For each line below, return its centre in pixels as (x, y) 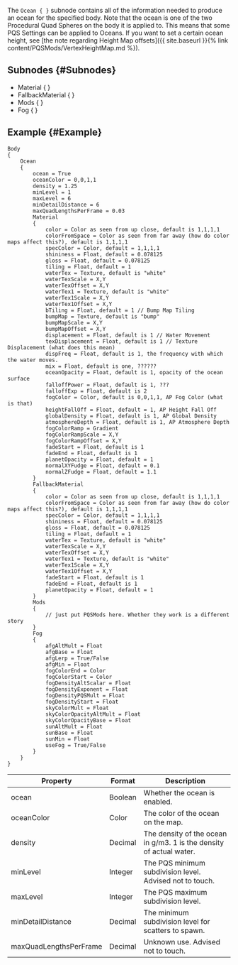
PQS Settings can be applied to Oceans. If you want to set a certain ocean (115, 33)
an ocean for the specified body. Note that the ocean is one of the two (110, 18)
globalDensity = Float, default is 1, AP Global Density (131, 416)
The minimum (166, 912)
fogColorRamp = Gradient (82, 428)
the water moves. (33, 360)
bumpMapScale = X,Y (74, 322)
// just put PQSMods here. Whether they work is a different (137, 615)
